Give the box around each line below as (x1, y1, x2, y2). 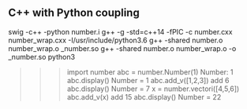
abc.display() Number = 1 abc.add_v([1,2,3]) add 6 (66, 75, 230, 85)
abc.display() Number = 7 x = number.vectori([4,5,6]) (66, 84, 240, 93)
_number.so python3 (8, 52, 76, 61)
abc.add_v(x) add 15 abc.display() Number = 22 (66, 92, 222, 101)
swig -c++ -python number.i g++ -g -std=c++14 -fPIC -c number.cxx (8, 27, 233, 36)
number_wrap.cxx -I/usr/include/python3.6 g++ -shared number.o (8, 35, 223, 45)
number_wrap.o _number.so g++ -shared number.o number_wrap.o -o (8, 43, 237, 53)
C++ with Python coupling (8, 6, 140, 20)
